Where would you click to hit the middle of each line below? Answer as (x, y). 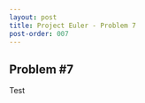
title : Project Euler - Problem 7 (73, 26)
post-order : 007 (39, 33)
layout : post (33, 17)
